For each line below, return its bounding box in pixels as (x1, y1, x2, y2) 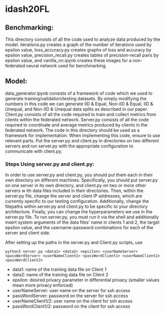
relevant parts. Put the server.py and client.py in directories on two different (5, 137, 159, 143)
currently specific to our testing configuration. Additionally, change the (5, 198, 149, 204)
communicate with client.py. (5, 148, 63, 154)
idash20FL (5, 3, 50, 15)
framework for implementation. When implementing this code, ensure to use (5, 132, 161, 138)
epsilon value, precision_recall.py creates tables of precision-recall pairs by (5, 52, 159, 58)
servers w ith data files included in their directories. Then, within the (5, 188, 144, 194)
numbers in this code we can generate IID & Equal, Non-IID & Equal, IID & (5, 101, 153, 107)
